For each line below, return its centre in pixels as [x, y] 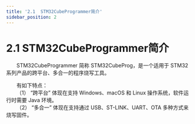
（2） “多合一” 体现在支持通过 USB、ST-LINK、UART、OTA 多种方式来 [103, 107]
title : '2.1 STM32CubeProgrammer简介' [54, 12]
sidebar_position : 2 [32, 17]
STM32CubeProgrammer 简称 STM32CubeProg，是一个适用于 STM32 [103, 66]
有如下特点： [32, 86]
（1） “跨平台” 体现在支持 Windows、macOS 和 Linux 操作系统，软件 [100, 93]
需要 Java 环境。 [37, 100]
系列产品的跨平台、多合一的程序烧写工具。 [58, 73]
